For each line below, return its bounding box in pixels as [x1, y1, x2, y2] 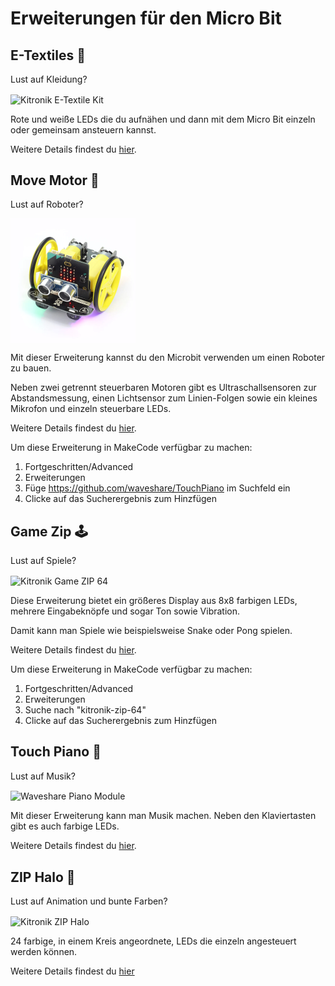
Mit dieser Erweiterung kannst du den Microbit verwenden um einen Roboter [10, 352, 326, 364]
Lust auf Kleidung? [10, 73, 88, 85]
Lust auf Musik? [10, 770, 76, 782]
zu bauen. [10, 362, 52, 374]
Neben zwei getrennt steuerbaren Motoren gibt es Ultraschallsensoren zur [10, 382, 317, 394]
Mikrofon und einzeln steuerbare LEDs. [10, 403, 172, 415]
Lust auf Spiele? [10, 555, 77, 567]
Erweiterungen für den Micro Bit [10, 7, 282, 30]
